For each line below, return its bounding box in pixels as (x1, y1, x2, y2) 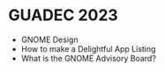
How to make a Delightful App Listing (20, 43, 156, 54)
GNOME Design (20, 34, 79, 45)
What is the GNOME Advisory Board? (20, 53, 156, 63)
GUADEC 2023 (8, 5, 118, 25)
